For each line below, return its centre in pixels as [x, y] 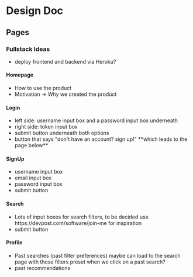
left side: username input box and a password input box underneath [96, 120]
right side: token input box [46, 127]
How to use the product [43, 88]
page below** [31, 146]
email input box [33, 178]
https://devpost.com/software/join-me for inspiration [78, 223]
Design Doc [35, 11]
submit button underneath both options [62, 133]
